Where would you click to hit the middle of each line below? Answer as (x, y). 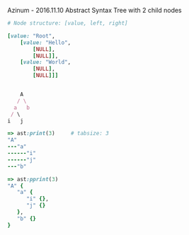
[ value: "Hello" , (46, 42)
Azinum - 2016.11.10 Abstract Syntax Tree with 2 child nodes (94, 10)
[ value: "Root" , (31, 36)
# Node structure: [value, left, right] (68, 23)
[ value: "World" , (46, 62)
